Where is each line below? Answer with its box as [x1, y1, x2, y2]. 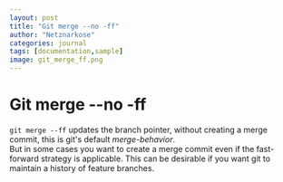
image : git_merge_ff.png [9, 55, 103, 64]
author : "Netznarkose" [9, 30, 95, 39]
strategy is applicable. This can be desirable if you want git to [40, 153, 270, 164]
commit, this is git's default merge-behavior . [9, 133, 175, 145]
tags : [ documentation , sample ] [9, 47, 124, 56]
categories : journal [9, 38, 88, 48]
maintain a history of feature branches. [9, 162, 155, 173]
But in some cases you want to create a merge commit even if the [9, 143, 255, 154]
